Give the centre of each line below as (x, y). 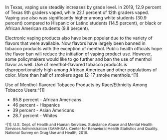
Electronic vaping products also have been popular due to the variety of (79, 38)
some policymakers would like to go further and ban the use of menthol (79, 59)
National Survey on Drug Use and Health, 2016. (47, 133)
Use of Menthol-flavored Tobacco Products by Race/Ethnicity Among (77, 85)
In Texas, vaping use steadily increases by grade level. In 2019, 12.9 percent (83, 7)
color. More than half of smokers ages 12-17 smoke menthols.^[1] (72, 75)
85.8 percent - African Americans (47, 100)
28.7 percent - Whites (35, 116)
